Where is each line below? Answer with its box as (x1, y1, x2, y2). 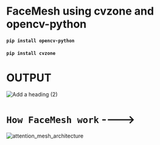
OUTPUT (6, 71, 52, 85)
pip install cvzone (6, 51, 56, 57)
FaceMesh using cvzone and (6, 4, 154, 18)
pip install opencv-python (6, 38, 75, 44)
